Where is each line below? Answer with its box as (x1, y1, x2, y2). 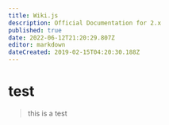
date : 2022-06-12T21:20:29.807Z (8, 33, 115, 42)
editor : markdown (8, 41, 66, 49)
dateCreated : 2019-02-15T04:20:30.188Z (8, 48, 140, 56)
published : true (8, 26, 62, 34)
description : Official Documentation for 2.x (8, 19, 161, 27)
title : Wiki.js (8, 11, 59, 20)
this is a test (27, 108, 67, 118)
